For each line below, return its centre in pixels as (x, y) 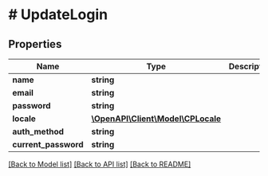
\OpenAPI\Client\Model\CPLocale (156, 119)
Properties (35, 44)
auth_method (38, 131)
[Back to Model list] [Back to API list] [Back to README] (100, 164)
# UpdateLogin (58, 15)
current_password (48, 145)
